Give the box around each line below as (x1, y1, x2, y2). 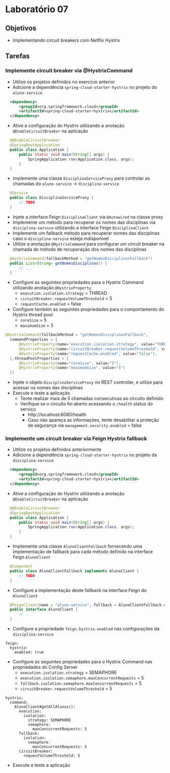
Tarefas (5, 52, 30, 60)
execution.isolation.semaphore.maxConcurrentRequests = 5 (20, 675, 144, 681)
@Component (10, 564, 33, 569)
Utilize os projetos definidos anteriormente (12, 447, 102, 453)
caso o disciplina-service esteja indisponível (12, 235, 109, 242)
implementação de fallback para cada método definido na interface (12, 549, 153, 555)
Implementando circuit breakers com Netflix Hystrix (12, 37, 120, 43)
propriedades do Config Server (12, 664, 78, 670)
